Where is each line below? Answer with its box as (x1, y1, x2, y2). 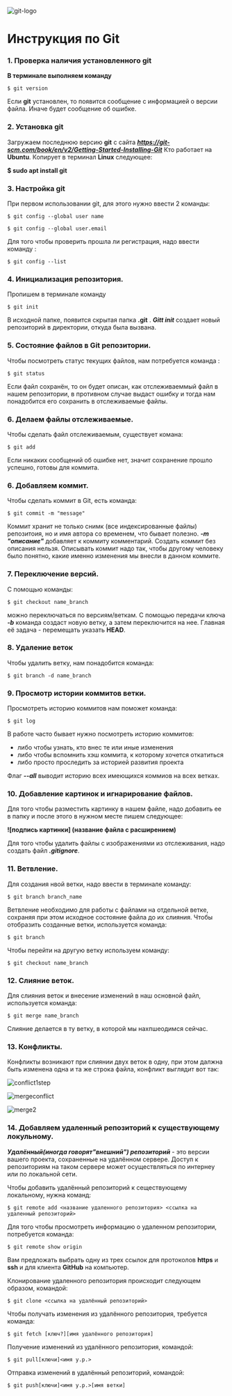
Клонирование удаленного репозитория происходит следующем (7, 1276, 201, 1285)
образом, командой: (7, 1284, 68, 1292)
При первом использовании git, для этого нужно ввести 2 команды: (7, 199, 210, 208)
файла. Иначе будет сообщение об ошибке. (7, 104, 137, 113)
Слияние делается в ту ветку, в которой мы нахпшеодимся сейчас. (7, 1025, 208, 1033)
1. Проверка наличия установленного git (7, 56, 152, 65)
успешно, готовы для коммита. (7, 463, 99, 472)
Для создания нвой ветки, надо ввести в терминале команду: (7, 880, 192, 888)
